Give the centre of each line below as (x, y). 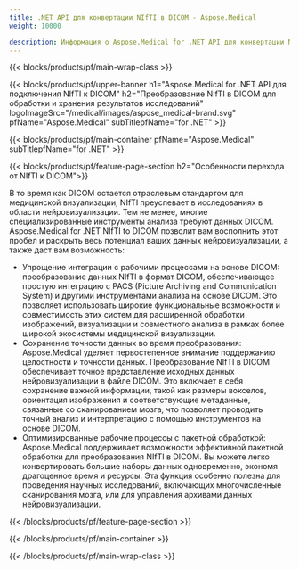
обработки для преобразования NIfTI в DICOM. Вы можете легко (145, 457)
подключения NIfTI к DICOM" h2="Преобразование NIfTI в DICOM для (143, 94)
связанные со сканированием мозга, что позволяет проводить (142, 409)
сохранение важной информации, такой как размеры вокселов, (144, 391)
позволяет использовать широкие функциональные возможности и (151, 305)
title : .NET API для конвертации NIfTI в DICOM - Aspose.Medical (133, 17)
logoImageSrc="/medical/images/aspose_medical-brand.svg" (123, 113)
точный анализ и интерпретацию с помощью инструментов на (141, 419)
